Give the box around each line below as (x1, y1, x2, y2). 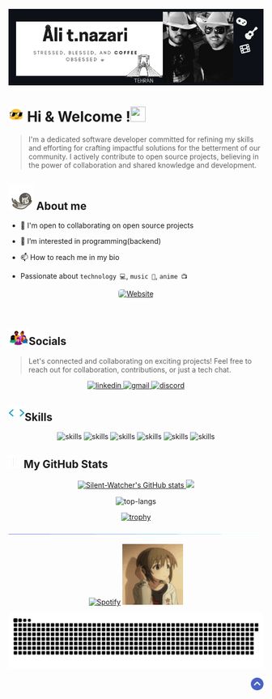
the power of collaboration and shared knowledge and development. (28, 160, 257, 170)
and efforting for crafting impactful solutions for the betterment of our (28, 143, 261, 153)
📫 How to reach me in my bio (19, 252, 120, 262)
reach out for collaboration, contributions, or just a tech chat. (28, 365, 232, 375)
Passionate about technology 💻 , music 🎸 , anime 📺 (19, 271, 188, 280)
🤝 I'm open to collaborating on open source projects (19, 220, 194, 230)
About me (36, 199, 87, 213)
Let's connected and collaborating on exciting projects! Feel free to (28, 356, 253, 366)
